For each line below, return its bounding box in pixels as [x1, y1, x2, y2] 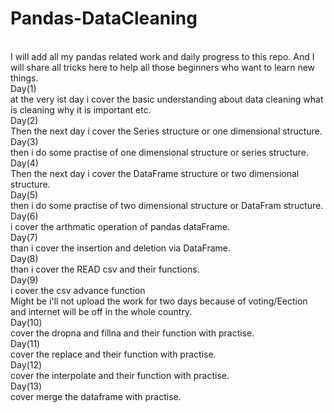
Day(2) [10, 114, 39, 126]
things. [10, 72, 39, 84]
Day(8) [10, 252, 39, 264]
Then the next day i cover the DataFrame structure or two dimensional [10, 167, 300, 179]
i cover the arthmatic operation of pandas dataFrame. [10, 220, 230, 232]
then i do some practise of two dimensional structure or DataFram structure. [10, 199, 324, 211]
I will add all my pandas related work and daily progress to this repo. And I [10, 50, 315, 62]
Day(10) [10, 316, 43, 328]
